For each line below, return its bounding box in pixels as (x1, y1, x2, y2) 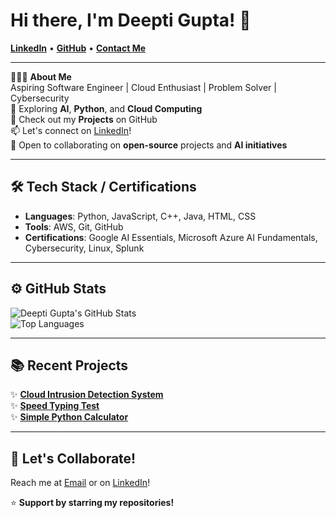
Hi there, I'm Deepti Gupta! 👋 (10, 9, 252, 32)
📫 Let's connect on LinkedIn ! (10, 124, 132, 136)
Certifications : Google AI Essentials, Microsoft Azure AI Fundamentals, (24, 231, 318, 243)
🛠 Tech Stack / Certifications (10, 179, 197, 196)
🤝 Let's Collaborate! (10, 450, 137, 467)
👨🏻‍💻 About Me (10, 70, 72, 83)
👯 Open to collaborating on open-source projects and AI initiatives (10, 139, 288, 151)
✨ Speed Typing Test (10, 400, 100, 412)
